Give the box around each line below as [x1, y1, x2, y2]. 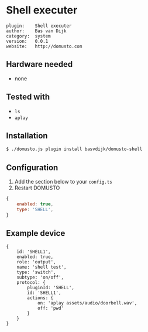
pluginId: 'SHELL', [27, 285, 75, 291]
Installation [6, 130, 48, 141]
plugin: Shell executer [6, 23, 72, 29]
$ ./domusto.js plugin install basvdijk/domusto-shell [6, 146, 143, 153]
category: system [6, 33, 51, 39]
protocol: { [16, 280, 46, 286]
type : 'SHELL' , [16, 206, 54, 212]
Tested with [6, 92, 50, 102]
